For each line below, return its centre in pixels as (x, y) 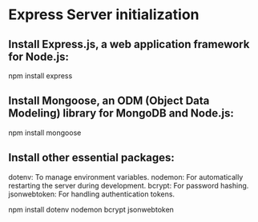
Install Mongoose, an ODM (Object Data (109, 101)
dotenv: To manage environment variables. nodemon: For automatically (126, 176)
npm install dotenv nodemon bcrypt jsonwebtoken (91, 209)
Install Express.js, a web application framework (129, 44)
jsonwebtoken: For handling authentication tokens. (91, 194)
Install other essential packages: (91, 158)
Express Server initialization (104, 15)
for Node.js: (39, 56)
